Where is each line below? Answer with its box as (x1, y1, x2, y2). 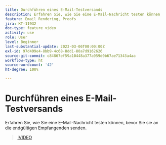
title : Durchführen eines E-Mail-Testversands (5, 7, 103, 12)
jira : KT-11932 (5, 21, 37, 26)
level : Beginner (5, 40, 39, 45)
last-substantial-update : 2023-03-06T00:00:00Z (5, 44, 105, 49)
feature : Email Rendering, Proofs (5, 16, 77, 21)
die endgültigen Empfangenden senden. (5, 125, 87, 131)
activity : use (5, 30, 35, 35)
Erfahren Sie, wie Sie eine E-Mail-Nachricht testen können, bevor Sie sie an (5, 119, 159, 125)
